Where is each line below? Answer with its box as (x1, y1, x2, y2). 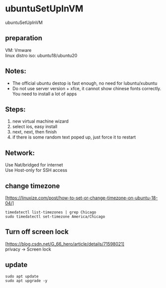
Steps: (5, 105, 26, 114)
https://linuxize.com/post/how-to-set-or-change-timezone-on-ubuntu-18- (6, 195, 158, 201)
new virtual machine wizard (12, 118, 69, 125)
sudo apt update (5, 274, 39, 279)
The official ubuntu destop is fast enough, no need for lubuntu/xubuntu (12, 80, 158, 86)
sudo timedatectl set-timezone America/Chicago (5, 214, 106, 219)
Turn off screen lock (5, 228, 69, 236)
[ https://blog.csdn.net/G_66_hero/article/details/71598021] (5, 241, 125, 247)
